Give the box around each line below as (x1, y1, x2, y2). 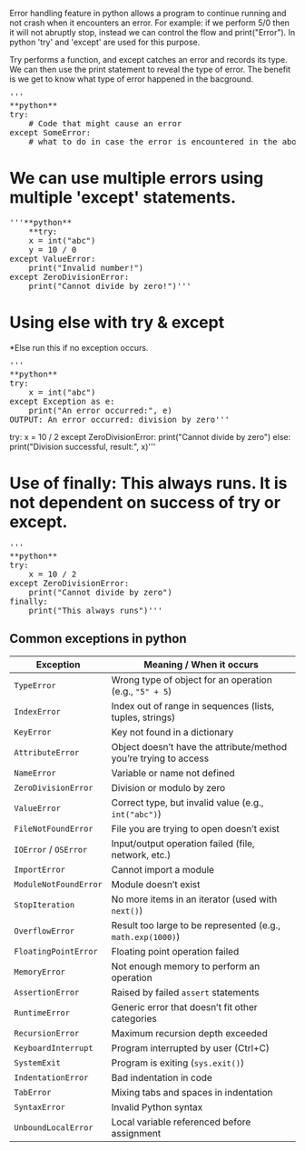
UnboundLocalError (14, 1122, 93, 1133)
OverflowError (14, 926, 75, 936)
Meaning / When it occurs (143, 658, 259, 671)
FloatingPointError (14, 946, 98, 956)
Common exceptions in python (9, 631, 188, 646)
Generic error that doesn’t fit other (111, 1000, 258, 1013)
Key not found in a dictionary (111, 726, 234, 738)
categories (111, 1012, 157, 1025)
